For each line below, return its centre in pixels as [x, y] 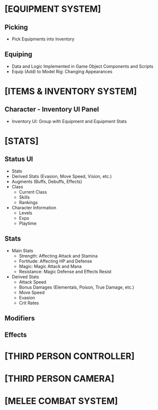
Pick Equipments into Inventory [43, 39]
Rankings [28, 202]
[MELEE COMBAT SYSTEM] [61, 401]
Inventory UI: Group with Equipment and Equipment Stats [69, 121]
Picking [16, 27]
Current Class [33, 192]
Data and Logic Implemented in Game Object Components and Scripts [82, 66]
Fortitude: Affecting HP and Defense [56, 261]
